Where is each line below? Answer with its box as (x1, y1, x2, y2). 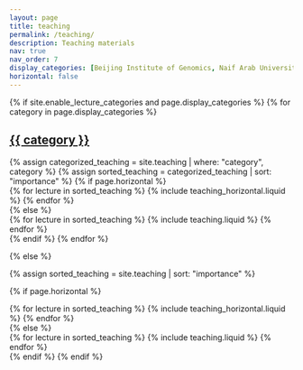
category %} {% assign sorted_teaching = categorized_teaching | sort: (9, 166, 272, 177)
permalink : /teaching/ (9, 30, 95, 39)
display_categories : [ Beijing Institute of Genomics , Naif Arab (9, 64, 256, 73)
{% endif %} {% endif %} (9, 351, 104, 362)
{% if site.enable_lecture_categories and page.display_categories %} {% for (9, 97, 291, 107)
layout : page (9, 13, 59, 23)
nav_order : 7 (9, 55, 59, 64)
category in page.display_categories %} (9, 106, 158, 117)
